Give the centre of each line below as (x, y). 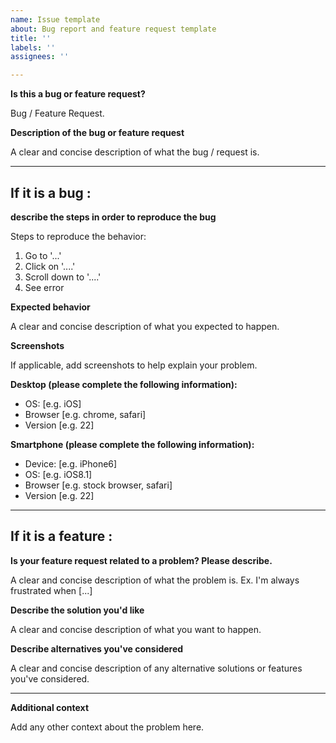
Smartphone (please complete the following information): (132, 444)
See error (44, 287)
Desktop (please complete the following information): (124, 384)
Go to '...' (43, 255)
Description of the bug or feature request (97, 133)
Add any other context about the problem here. (107, 727)
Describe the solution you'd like (77, 610)
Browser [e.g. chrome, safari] (85, 414)
